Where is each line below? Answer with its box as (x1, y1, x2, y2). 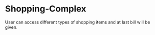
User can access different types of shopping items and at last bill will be (5, 19, 151, 25)
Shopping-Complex (5, 3, 87, 14)
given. (5, 24, 18, 30)
